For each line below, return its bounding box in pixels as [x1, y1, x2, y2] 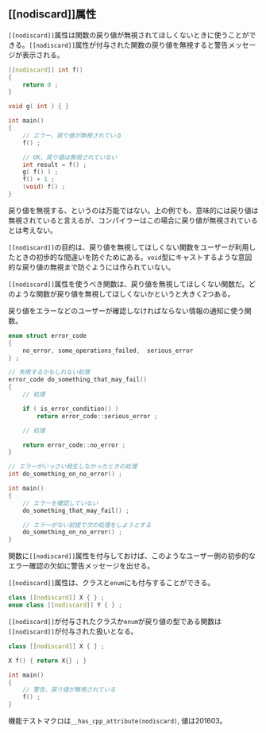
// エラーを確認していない [22, 499, 98, 507]
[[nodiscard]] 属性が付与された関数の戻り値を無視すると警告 [29, 40, 229, 49]
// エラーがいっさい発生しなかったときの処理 [8, 463, 137, 471]
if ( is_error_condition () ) [22, 405, 119, 413]
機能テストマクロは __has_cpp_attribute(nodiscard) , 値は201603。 [8, 716, 227, 726]
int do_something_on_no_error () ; [8, 470, 123, 479]
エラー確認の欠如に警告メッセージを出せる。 [8, 561, 155, 571]
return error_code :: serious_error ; [37, 412, 158, 420]
